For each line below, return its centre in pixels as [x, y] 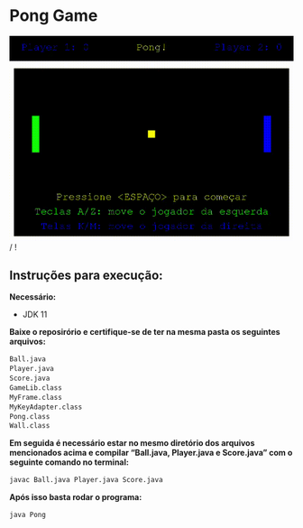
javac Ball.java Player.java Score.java [87, 480]
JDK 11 [35, 315]
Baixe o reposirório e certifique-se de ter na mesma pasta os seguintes [145, 332]
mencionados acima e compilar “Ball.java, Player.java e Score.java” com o [151, 453]
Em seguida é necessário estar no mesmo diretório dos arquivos [132, 443]
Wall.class [30, 426]
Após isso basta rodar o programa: [76, 497]
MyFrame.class [36, 397]
